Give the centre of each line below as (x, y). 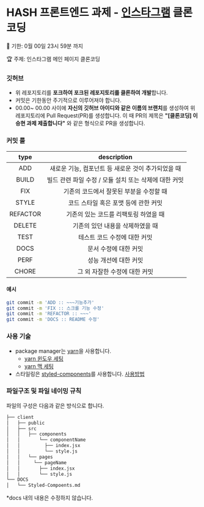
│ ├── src (21, 429)
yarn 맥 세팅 (39, 366)
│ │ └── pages (30, 457)
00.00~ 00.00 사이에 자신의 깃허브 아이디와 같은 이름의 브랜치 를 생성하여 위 (105, 108)
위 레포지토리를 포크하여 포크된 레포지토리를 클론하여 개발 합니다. (91, 93)
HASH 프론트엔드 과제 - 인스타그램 (89, 13)
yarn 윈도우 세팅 (44, 358)
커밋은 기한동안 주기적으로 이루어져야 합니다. (68, 100)
